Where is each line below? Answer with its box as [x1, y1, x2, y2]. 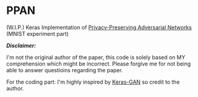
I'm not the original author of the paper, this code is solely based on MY [6, 53, 186, 61]
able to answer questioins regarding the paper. [6, 66, 123, 73]
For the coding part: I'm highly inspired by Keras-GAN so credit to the [6, 78, 180, 85]
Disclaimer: [6, 42, 36, 49]
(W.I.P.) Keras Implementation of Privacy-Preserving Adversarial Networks [6, 24, 193, 31]
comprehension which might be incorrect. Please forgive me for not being [6, 60, 191, 67]
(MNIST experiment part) [6, 30, 69, 37]
